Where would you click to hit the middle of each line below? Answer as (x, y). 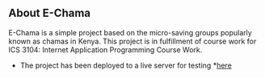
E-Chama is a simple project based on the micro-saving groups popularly (130, 32)
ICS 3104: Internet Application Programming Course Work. (105, 49)
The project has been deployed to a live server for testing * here (126, 65)
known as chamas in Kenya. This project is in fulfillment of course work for (132, 41)
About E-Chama (50, 13)
